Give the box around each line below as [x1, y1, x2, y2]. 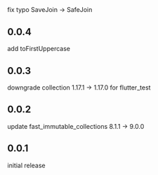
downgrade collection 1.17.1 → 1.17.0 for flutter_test [7, 83, 151, 92]
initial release [7, 161, 46, 169]
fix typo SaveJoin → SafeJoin [7, 6, 93, 14]
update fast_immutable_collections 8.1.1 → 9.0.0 [7, 122, 145, 130]
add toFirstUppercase [7, 45, 70, 53]
